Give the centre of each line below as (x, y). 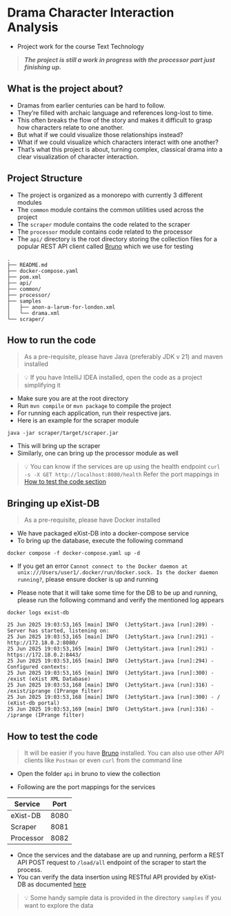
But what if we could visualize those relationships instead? (100, 134)
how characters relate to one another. (70, 127)
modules (30, 202)
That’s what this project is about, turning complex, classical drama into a (120, 149)
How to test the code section (65, 482)
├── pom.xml (24, 277)
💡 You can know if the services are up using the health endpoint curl (122, 467)
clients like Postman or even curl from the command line (103, 760)
